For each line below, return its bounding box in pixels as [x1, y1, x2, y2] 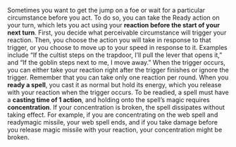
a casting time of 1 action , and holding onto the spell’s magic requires [7, 96, 210, 104]
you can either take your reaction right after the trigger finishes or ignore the [7, 66, 229, 74]
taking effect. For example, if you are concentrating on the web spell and [7, 110, 218, 119]
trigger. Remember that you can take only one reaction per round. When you [7, 73, 229, 82]
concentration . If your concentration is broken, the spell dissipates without [7, 103, 225, 111]
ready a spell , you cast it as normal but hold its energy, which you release [7, 81, 222, 89]
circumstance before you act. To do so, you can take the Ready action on [7, 13, 220, 22]
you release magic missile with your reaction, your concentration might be [7, 126, 223, 134]
